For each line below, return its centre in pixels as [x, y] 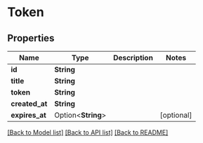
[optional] [176, 115]
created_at [29, 104]
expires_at [29, 115]
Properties [31, 38]
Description [133, 58]
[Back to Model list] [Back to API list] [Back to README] [88, 132]
